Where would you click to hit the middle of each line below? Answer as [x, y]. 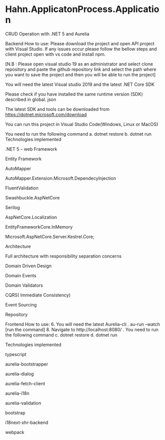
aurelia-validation [23, 403]
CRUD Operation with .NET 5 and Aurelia [47, 34]
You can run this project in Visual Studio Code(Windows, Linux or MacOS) [82, 124]
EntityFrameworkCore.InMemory [39, 227]
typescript [16, 354]
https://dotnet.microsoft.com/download [46, 115]
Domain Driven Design [28, 266]
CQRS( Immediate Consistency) [38, 295]
